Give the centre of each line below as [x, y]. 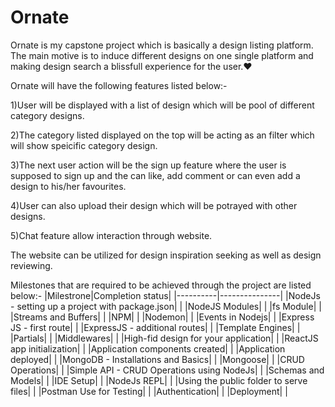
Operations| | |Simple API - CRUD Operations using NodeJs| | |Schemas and [167, 370]
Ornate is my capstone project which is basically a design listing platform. [162, 45]
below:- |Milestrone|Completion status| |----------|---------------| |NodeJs [165, 295]
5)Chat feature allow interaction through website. [111, 235]
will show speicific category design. [84, 145]
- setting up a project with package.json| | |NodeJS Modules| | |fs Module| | [166, 306]
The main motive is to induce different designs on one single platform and [162, 55]
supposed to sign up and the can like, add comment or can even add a [155, 175]
